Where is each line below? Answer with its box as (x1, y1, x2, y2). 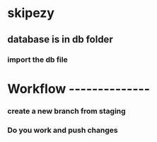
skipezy (7, 5, 55, 21)
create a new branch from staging (7, 106, 126, 116)
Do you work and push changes (7, 125, 118, 135)
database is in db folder (7, 33, 113, 45)
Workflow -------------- (7, 80, 151, 97)
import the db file (7, 55, 69, 65)
